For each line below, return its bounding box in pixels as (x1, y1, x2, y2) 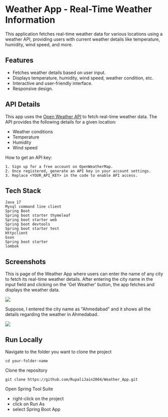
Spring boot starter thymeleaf (5, 213, 71, 218)
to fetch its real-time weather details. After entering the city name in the (5, 276, 153, 282)
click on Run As (12, 401, 45, 407)
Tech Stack (5, 186, 41, 195)
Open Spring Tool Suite (5, 386, 54, 392)
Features (5, 56, 34, 65)
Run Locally (5, 336, 43, 344)
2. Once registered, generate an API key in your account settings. (5, 169, 151, 174)
